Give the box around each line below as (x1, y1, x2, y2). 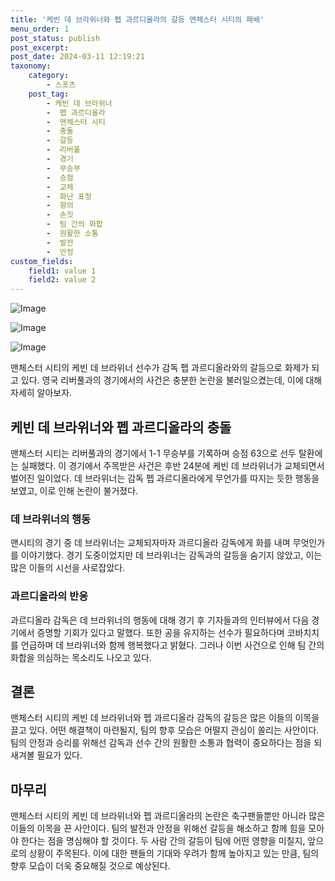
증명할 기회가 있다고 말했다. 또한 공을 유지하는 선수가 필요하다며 (36, 626, 285, 638)
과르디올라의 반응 (10, 589, 89, 603)
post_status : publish (10, 33, 101, 43)
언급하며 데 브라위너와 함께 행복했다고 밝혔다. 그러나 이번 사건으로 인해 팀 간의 (20, 639, 325, 651)
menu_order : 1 (10, 24, 70, 34)
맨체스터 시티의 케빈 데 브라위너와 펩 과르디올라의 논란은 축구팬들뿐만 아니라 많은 (10, 810, 326, 822)
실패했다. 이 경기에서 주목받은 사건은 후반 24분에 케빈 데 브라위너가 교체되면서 (20, 459, 325, 471)
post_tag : (28, 89, 70, 99)
